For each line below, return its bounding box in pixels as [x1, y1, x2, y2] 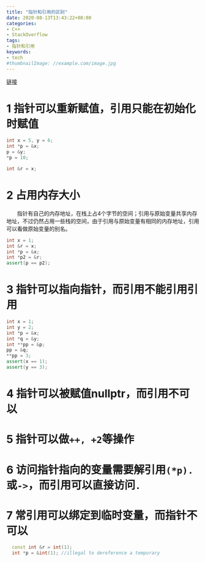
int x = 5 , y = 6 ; [6, 137, 53, 144]
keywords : [6, 49, 32, 55]
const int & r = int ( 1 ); [12, 544, 72, 550]
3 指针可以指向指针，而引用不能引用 [6, 283, 188, 297]
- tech [6, 55, 23, 61]
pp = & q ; [6, 347, 29, 353]
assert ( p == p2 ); [6, 260, 51, 267]
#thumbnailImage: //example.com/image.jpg [6, 60, 116, 66]
